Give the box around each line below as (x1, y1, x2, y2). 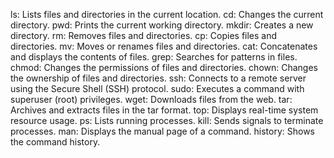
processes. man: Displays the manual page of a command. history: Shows (10, 125, 315, 137)
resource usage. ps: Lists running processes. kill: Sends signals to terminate (10, 115, 324, 126)
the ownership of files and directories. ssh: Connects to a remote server (10, 72, 307, 84)
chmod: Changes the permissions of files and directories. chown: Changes (10, 62, 319, 73)
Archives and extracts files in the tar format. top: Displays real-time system (10, 104, 319, 116)
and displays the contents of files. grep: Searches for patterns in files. (10, 51, 298, 63)
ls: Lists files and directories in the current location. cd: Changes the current (10, 9, 324, 20)
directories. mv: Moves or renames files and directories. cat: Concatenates (10, 40, 318, 52)
